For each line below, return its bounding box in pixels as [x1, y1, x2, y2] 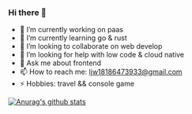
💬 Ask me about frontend [19, 58, 101, 68]
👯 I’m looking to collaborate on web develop [19, 42, 163, 51]
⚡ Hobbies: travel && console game [19, 79, 135, 89]
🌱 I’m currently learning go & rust [19, 33, 128, 42]
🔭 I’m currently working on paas [19, 25, 124, 35]
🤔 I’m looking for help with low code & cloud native [19, 50, 185, 60]
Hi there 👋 [8, 7, 47, 18]
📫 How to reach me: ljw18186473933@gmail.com [19, 67, 183, 77]
